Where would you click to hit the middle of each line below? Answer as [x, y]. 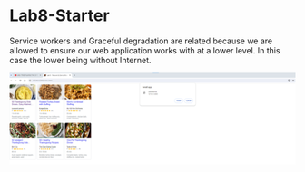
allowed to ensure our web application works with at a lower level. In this [145, 50]
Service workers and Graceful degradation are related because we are [141, 41]
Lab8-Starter [60, 16]
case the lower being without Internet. [80, 60]
